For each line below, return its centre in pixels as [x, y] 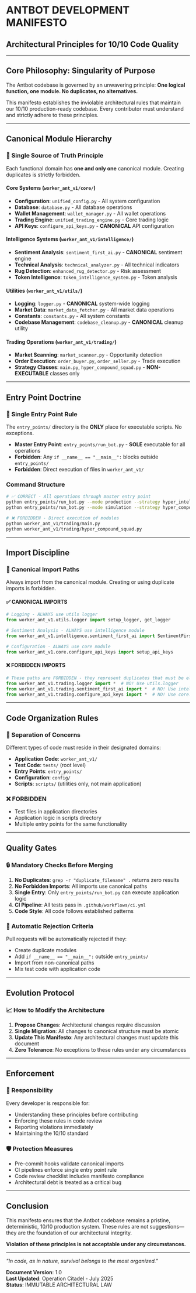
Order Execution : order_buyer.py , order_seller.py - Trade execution [97, 361]
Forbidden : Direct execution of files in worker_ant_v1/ [79, 469]
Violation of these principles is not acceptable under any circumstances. [96, 1244]
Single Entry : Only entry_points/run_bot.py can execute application [97, 892]
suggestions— [167, 1226]
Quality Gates [32, 848]
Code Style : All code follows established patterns [74, 911]
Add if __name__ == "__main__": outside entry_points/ [81, 957]
